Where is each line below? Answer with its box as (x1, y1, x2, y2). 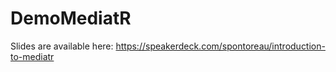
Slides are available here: (10, 40, 114, 52)
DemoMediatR (10, 7, 132, 30)
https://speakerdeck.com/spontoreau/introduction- (115, 40, 326, 52)
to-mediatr (10, 50, 55, 62)
